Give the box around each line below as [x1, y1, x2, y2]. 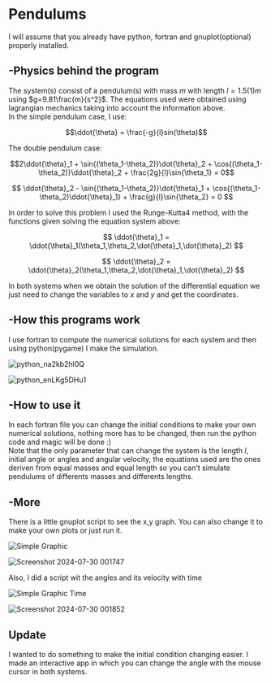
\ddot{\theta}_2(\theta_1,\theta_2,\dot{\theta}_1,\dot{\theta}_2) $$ [28, 265, 245, 275]
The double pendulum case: [8, 143, 103, 153]
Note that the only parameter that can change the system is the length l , [8, 446, 249, 455]
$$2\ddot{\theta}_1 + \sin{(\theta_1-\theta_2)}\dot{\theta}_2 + [10, 159, 213, 168]
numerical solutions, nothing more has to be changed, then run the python [8, 429, 257, 438]
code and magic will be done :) [8, 437, 112, 447]
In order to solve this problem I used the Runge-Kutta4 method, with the [8, 207, 249, 217]
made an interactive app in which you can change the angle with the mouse [8, 658, 261, 668]
